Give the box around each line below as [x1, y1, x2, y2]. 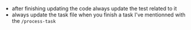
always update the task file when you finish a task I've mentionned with [11, 11, 186, 18]
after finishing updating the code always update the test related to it [11, 5, 177, 12]
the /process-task [11, 18, 56, 24]
